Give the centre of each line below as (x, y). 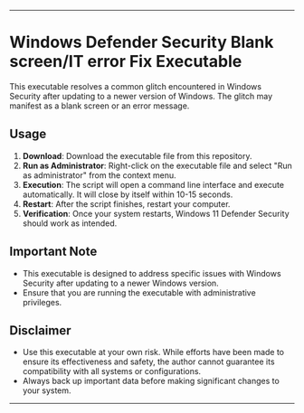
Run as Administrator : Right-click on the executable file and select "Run (157, 165)
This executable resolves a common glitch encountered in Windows (136, 86)
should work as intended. (70, 223)
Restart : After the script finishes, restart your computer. (126, 203)
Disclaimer (40, 330)
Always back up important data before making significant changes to (151, 381)
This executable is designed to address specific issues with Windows (152, 273)
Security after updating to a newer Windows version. (120, 283)
